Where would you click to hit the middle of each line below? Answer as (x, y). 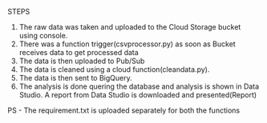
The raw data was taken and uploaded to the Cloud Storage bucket (130, 27)
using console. (43, 36)
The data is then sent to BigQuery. (76, 78)
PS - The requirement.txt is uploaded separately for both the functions (124, 110)
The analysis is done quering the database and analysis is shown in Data (139, 86)
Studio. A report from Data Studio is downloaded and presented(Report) (138, 95)
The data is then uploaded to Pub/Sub (82, 61)
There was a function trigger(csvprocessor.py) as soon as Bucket (127, 44)
